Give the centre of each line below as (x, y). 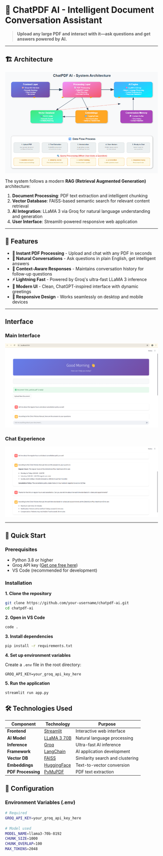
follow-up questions (32, 274)
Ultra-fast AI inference (98, 744)
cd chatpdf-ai (19, 608)
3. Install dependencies (29, 636)
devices (20, 302)
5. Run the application (27, 683)
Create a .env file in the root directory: (43, 665)
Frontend (16, 731)
